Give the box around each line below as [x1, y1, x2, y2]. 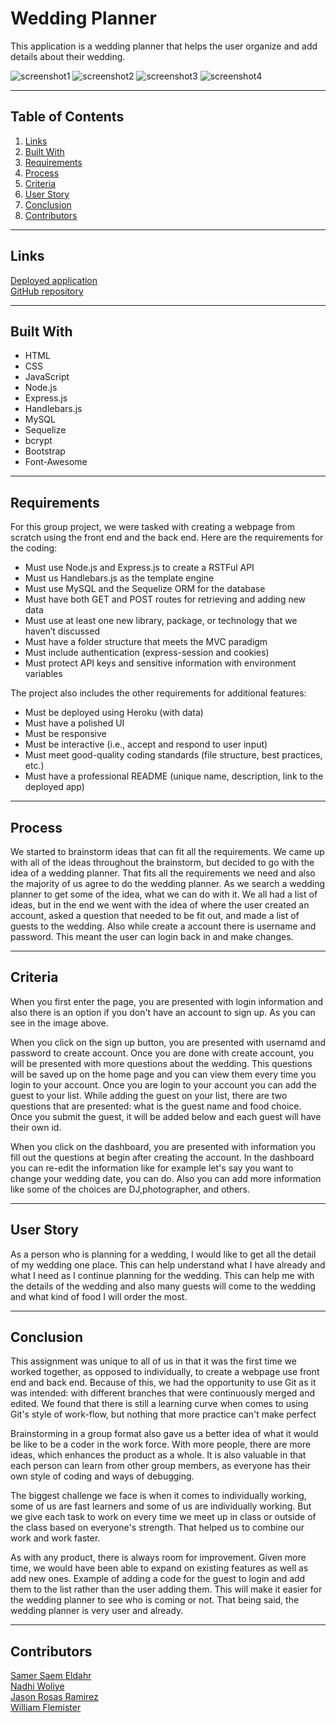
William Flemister [10, 1702, 82, 1714]
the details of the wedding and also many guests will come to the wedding [10, 1280, 317, 1292]
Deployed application [10, 274, 98, 286]
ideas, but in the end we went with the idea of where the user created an [10, 899, 310, 911]
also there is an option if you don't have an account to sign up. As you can [10, 1006, 316, 1018]
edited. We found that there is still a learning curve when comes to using [10, 1398, 309, 1410]
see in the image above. [10, 1017, 109, 1029]
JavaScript [24, 371, 70, 383]
